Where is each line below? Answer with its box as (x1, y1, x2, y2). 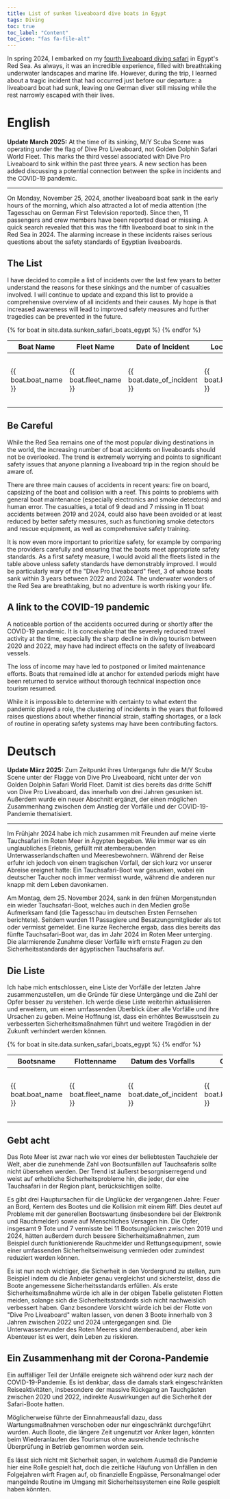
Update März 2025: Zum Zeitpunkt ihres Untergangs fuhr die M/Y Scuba (7, 766, 213, 774)
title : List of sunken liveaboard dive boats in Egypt (7, 10, 167, 17)
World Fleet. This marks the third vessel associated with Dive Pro (7, 153, 190, 161)
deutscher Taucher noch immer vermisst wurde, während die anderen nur (7, 873, 216, 881)
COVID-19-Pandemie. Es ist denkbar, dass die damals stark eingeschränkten (7, 1378, 223, 1386)
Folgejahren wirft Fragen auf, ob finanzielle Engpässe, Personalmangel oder (7, 1470, 221, 1478)
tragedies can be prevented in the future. (7, 312, 123, 320)
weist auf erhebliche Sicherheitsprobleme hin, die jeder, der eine (7, 1175, 190, 1183)
